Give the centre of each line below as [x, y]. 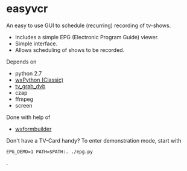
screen [24, 105]
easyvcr [27, 9]
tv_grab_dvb [30, 86]
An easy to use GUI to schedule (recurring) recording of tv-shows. [89, 25]
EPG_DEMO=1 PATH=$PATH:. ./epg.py [50, 152]
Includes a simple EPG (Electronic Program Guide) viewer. [87, 37]
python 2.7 [28, 73]
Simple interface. [36, 44]
